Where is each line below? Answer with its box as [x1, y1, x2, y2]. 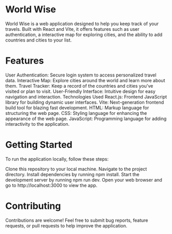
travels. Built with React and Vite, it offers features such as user [5, 26, 140, 32]
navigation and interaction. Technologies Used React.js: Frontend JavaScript [5, 93, 167, 100]
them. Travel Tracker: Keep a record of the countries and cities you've [5, 83, 154, 89]
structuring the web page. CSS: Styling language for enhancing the [5, 110, 147, 116]
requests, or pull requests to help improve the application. [5, 222, 127, 229]
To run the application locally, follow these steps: [5, 155, 109, 162]
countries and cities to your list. [5, 37, 72, 43]
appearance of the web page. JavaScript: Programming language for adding [5, 115, 167, 122]
